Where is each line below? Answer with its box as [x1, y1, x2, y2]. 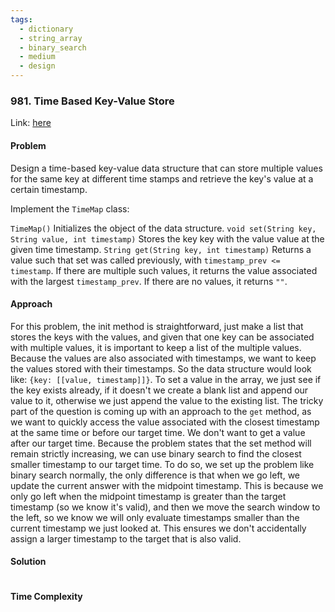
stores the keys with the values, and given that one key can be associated [10, 331, 315, 343]
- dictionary [19, 24, 74, 34]
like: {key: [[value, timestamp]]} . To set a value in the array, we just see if [10, 373, 322, 385]
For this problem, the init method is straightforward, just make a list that [10, 320, 304, 332]
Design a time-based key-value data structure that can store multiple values [10, 162, 323, 174]
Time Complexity [10, 590, 83, 602]
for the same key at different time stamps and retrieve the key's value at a [10, 172, 314, 185]
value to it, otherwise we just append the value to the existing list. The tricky [10, 394, 324, 406]
